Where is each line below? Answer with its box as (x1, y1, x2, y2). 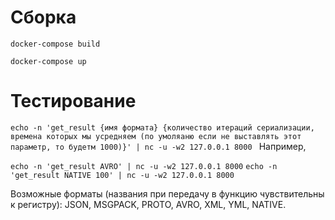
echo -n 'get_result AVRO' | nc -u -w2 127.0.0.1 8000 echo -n (10, 161, 278, 171)
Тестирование (10, 90, 137, 113)
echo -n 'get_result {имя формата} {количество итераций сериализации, (10, 122, 315, 133)
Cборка (10, 6, 77, 29)
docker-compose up (10, 56, 87, 66)
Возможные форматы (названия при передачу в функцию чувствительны (10, 187, 325, 200)
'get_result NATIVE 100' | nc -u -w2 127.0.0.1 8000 (10, 170, 235, 180)
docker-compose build (10, 39, 101, 49)
